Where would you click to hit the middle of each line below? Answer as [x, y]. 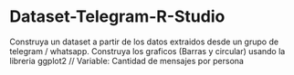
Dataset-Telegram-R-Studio [117, 17]
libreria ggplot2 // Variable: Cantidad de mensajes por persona [127, 61]
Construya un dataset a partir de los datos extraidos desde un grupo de [144, 42]
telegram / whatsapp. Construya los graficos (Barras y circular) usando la [147, 51]
